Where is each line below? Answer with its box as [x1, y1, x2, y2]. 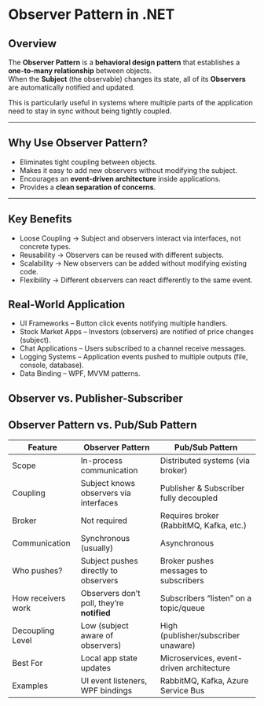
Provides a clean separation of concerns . [19, 182, 156, 192]
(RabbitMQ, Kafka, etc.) [159, 520, 247, 531]
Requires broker [159, 509, 219, 520]
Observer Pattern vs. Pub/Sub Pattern [8, 418, 198, 432]
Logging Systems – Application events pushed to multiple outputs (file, [19, 352, 248, 362]
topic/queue [159, 602, 206, 613]
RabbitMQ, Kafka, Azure [159, 675, 249, 686]
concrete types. [19, 241, 71, 251]
